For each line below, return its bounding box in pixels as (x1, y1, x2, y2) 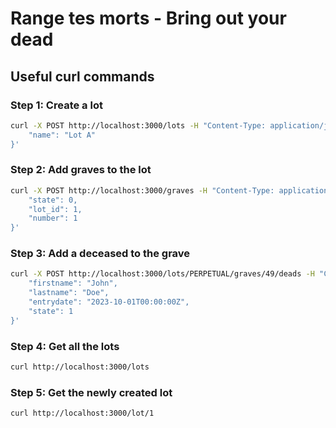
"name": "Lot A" (28, 130, 97, 140)
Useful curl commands (10, 68, 155, 85)
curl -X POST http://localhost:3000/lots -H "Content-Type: (10, 120, 267, 131)
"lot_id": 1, (28, 204, 83, 214)
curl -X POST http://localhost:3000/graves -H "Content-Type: (10, 185, 275, 196)
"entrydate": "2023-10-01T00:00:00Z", (28, 297, 190, 307)
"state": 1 (28, 306, 74, 316)
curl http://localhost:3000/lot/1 (10, 408, 155, 419)
